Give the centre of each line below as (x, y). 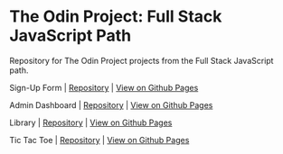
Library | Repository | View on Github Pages (91, 122)
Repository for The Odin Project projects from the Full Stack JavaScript (141, 60)
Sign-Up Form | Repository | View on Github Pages (104, 87)
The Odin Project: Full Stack (116, 17)
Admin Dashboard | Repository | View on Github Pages (111, 104)
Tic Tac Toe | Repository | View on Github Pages (99, 140)
